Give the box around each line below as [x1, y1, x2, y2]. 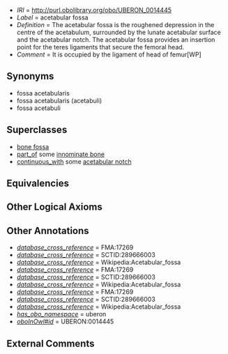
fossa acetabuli [16, 104, 61, 112]
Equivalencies [6, 178, 69, 190]
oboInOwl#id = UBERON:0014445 [16, 317, 114, 326]
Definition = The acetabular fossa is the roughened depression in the [16, 21, 215, 29]
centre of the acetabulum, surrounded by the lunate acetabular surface [16, 28, 221, 36]
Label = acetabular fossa [16, 13, 89, 22]
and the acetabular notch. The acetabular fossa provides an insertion [16, 36, 215, 44]
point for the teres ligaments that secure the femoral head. [16, 43, 185, 51]
